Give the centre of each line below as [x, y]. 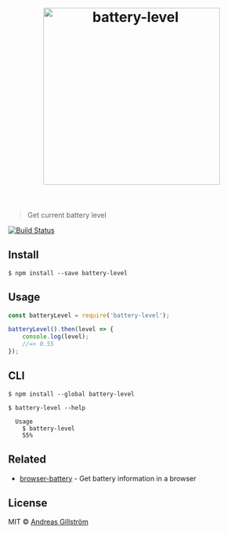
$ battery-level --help [47, 407]
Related [27, 460]
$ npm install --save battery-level [68, 273]
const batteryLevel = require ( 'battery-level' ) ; [89, 315]
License [28, 503]
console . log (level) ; [56, 337]
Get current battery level [67, 215]
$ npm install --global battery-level [71, 394]
